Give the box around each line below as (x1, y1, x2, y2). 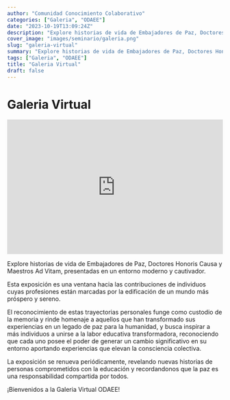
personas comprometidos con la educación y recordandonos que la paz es (7, 365, 219, 373)
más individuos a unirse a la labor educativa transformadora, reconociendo (7, 330, 219, 338)
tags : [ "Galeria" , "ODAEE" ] (7, 55, 88, 62)
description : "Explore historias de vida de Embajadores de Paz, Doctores (7, 29, 225, 36)
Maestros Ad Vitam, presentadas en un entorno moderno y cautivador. (7, 267, 207, 276)
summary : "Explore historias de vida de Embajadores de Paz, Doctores (7, 49, 213, 55)
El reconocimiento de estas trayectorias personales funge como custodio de (7, 308, 222, 317)
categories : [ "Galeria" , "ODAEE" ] (7, 16, 106, 23)
